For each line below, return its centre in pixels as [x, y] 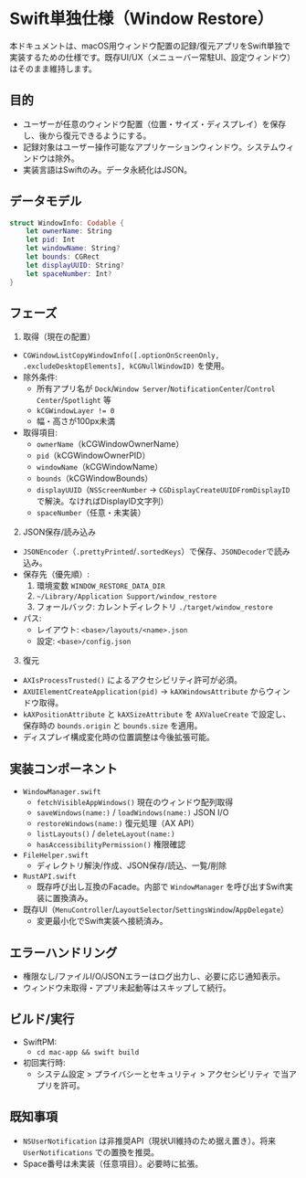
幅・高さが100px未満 [76, 421]
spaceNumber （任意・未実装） [91, 513]
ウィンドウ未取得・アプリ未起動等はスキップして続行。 [127, 987]
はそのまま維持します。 [53, 69]
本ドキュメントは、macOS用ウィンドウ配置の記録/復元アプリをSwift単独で [150, 46]
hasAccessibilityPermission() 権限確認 [111, 844]
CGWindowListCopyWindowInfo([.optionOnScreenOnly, [121, 356]
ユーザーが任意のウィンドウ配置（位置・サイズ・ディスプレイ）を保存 [154, 123]
